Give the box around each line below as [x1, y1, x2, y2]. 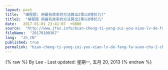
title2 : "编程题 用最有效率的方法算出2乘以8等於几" [5, 16, 104, 21]
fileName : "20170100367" [5, 30, 59, 35]
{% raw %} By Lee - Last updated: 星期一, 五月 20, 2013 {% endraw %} [5, 58, 152, 65]
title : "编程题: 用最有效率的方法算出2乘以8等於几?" [5, 12, 106, 17]
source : [5, 26, 21, 31]
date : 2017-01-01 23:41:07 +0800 [5, 21, 81, 26]
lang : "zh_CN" [5, 35, 37, 40]
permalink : [5, 44, 28, 49]
